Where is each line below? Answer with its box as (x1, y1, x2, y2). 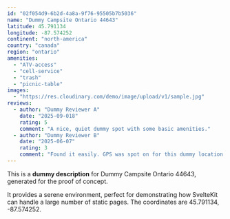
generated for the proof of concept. (7, 177, 108, 185)
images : (7, 87, 30, 94)
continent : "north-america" (7, 36, 88, 43)
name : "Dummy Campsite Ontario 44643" (7, 17, 118, 23)
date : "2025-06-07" (19, 138, 76, 145)
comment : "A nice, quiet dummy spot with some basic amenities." (19, 125, 211, 132)
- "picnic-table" (13, 81, 63, 87)
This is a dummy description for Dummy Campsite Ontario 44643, (7, 169, 196, 178)
